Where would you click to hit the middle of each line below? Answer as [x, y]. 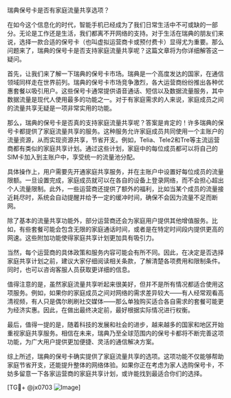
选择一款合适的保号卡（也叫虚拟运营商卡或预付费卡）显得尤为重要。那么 [121, 42]
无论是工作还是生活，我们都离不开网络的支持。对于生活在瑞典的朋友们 [118, 33]
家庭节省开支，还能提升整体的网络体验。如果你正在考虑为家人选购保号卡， [112, 365]
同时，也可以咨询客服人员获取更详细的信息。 [70, 269]
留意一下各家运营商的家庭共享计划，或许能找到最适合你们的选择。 [112, 374]
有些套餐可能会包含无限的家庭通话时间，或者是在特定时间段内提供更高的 [121, 229]
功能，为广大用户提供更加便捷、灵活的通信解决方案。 [82, 342]
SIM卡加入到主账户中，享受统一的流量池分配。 [73, 157]
